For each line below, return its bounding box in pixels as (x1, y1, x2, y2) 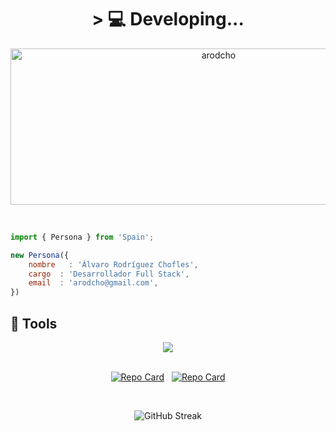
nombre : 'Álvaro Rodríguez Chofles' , (28, 259, 199, 270)
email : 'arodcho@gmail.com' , (28, 278, 159, 288)
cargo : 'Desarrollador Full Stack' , (28, 269, 190, 279)
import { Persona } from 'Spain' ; (10, 232, 155, 242)
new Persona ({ (10, 250, 70, 260)
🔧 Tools (10, 315, 58, 332)
